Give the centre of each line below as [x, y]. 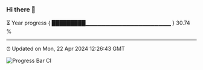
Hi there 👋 [21, 10]
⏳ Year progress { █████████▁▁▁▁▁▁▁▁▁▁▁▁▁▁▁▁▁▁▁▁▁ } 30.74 [98, 23]
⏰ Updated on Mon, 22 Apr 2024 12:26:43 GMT [66, 49]
